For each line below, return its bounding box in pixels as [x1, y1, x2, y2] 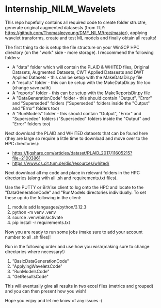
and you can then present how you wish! [5, 288, 86, 294]
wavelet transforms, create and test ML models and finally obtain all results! [5, 35, 157, 41]
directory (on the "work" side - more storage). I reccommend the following [5, 50, 154, 55]
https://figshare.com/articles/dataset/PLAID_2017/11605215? [12, 150, 132, 156]
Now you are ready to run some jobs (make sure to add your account [5, 229, 143, 235]
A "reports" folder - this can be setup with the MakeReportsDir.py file [12, 90, 150, 96]
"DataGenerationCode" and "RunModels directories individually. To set [5, 189, 146, 195]
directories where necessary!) [5, 249, 65, 255]
